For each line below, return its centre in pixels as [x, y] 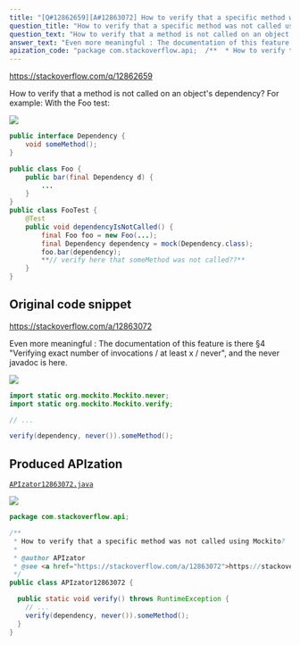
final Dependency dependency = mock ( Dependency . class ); [147, 243]
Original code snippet [71, 305]
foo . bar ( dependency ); [82, 252]
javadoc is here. [39, 362]
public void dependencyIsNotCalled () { [100, 227]
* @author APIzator [50, 558]
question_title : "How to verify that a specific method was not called [145, 26]
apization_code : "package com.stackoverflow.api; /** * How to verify [147, 51]
